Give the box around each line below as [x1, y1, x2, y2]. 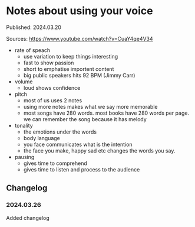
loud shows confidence [23, 84, 81, 91]
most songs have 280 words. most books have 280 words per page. [23, 109, 190, 116]
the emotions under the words [23, 128, 97, 135]
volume [14, 78, 33, 85]
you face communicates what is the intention [23, 141, 133, 148]
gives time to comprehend [23, 160, 87, 167]
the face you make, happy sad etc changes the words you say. [23, 147, 176, 154]
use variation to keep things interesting [23, 53, 118, 60]
